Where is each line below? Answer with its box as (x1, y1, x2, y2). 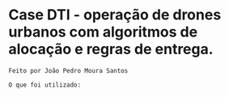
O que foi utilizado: (8, 81, 82, 89)
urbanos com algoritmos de (8, 23, 198, 41)
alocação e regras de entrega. (8, 40, 214, 58)
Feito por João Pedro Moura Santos (8, 66, 129, 74)
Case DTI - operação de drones (8, 6, 222, 24)
